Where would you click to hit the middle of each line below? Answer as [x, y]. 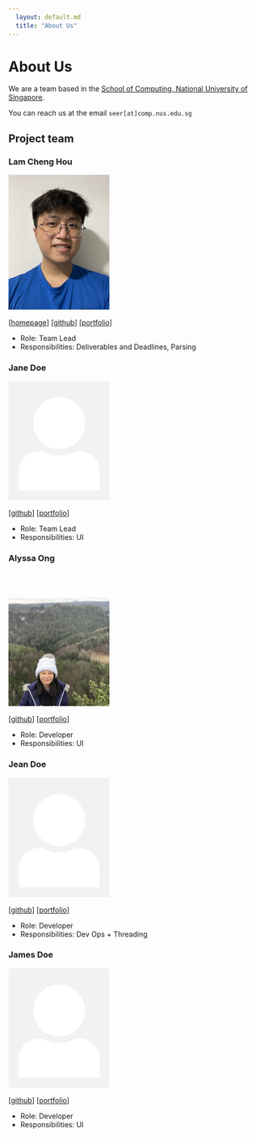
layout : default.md [48, 17]
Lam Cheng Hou [40, 162]
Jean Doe [27, 764]
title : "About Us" [47, 25]
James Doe [31, 955]
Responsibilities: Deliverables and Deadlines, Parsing [108, 347]
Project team [41, 139]
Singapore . [27, 98]
